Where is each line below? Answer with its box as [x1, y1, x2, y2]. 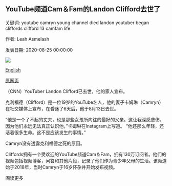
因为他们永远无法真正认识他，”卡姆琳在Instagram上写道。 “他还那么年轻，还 [5, 123, 164, 129]
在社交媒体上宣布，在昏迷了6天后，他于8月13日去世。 [5, 105, 119, 111]
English [5, 66, 21, 73]
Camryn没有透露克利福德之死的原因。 [5, 140, 85, 146]
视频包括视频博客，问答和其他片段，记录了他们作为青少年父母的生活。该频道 [5, 157, 167, 163]
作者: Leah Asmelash [5, 35, 50, 42]
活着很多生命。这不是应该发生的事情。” [5, 129, 86, 135]
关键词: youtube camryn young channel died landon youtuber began [5, 20, 149, 26]
